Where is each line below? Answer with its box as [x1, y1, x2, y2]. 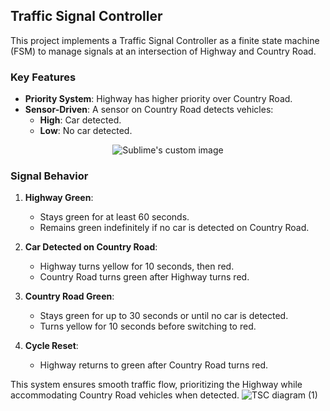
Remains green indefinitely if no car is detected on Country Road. [39, 222, 310, 234]
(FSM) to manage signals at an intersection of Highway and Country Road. [10, 45, 317, 57]
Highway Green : [24, 192, 94, 204]
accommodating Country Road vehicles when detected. [10, 389, 240, 401]
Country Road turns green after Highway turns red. [39, 271, 250, 283]
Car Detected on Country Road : [24, 241, 158, 253]
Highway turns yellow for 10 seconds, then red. [39, 260, 235, 273]
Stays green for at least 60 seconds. [39, 211, 190, 223]
